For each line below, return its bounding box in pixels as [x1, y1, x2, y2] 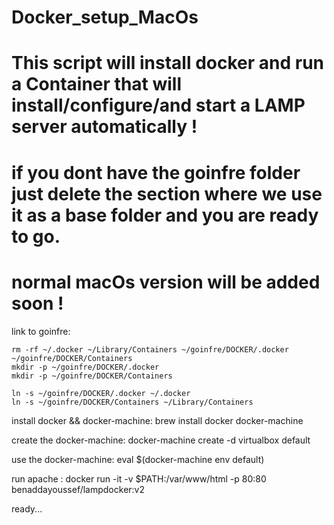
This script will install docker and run [11, 52, 325, 75]
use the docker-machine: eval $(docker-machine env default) [11, 453, 265, 465]
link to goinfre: [11, 325, 71, 337]
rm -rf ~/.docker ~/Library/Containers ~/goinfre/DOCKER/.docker [11, 344, 289, 355]
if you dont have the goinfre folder [11, 161, 301, 184]
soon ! [11, 292, 64, 315]
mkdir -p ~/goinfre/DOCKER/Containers [11, 371, 173, 381]
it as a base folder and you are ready [11, 204, 319, 226]
